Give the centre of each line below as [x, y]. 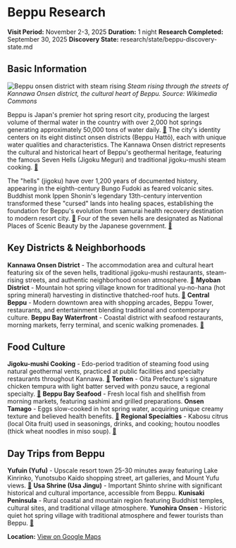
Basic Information [47, 69]
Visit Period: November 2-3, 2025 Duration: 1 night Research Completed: [116, 32]
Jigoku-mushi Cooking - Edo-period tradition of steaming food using [108, 364]
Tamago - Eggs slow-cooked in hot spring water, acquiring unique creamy [116, 409]
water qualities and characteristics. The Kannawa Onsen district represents [117, 145]
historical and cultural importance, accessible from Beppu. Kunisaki [106, 493]
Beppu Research [56, 12]
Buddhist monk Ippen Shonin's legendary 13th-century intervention [105, 195]
